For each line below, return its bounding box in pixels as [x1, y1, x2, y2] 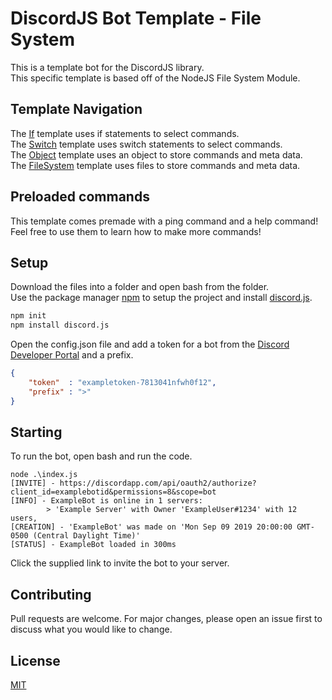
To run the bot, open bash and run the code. [10, 450, 193, 462]
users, [10, 513, 38, 524]
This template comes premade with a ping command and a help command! [10, 215, 319, 227]
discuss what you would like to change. [10, 623, 173, 636]
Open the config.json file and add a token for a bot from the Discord [10, 338, 290, 351]
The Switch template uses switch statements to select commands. [10, 138, 283, 150]
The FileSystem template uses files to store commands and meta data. [10, 159, 301, 171]
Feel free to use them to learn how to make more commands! [10, 225, 262, 237]
